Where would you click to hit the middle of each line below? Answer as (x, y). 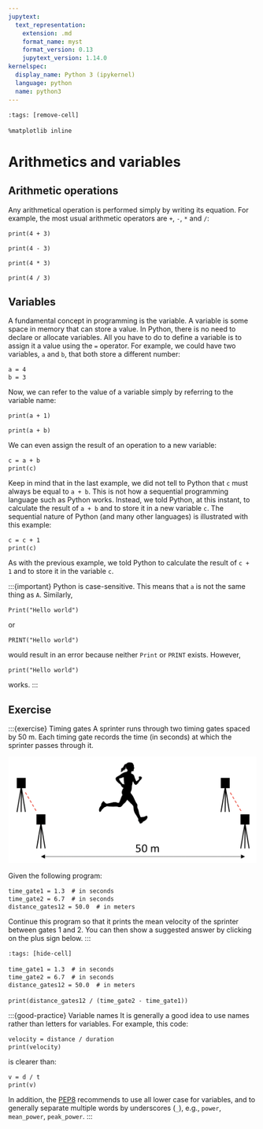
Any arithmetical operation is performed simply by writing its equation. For (129, 209)
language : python (44, 83)
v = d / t (24, 1077)
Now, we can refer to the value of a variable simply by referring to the (121, 392)
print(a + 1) (30, 416)
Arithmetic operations (63, 191)
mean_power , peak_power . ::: (50, 1116)
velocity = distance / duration (61, 1039)
